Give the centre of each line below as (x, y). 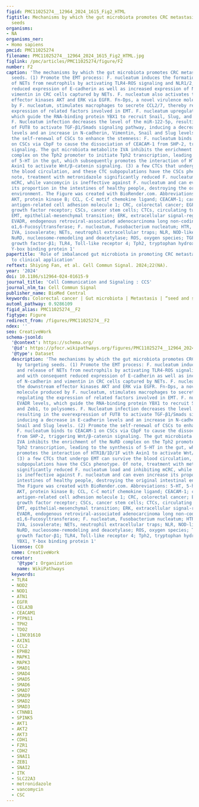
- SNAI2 (21, 767)
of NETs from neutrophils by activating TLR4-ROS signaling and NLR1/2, (103, 84)
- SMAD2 (21, 701)
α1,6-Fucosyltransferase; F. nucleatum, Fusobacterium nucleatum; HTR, (102, 227)
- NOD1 (20, 591)
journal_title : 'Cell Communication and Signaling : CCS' (79, 282)
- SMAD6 (21, 685)
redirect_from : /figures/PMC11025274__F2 (58, 320)
